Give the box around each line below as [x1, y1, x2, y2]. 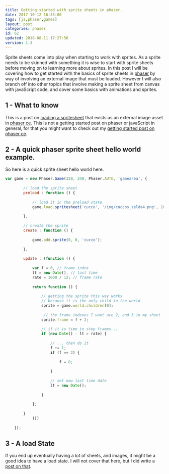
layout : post [5, 21, 33, 27]
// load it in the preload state [32, 200, 102, 205]
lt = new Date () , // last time [32, 270, 98, 275]
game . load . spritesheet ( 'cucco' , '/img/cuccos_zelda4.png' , [32, 204, 158, 210]
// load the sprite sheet [23, 185, 78, 191]
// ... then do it [50, 341, 89, 346]
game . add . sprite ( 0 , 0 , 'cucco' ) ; [32, 237, 102, 243]
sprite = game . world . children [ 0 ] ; [41, 303, 114, 308]
